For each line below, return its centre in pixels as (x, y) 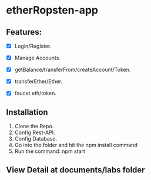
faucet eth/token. (36, 93)
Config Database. (36, 139)
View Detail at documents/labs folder (75, 170)
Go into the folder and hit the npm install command (76, 145)
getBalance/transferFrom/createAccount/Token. (73, 70)
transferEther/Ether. (38, 81)
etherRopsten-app (52, 10)
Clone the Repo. (34, 126)
